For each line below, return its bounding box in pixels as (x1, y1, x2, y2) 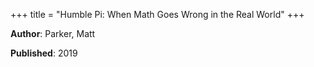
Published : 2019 (10, 47, 78, 59)
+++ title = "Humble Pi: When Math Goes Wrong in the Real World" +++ (10, 9, 305, 20)
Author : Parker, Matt (10, 28, 96, 39)
